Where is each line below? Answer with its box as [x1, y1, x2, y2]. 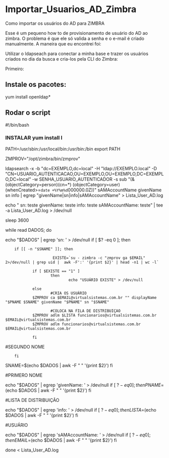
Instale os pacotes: [5, 80, 67, 89]
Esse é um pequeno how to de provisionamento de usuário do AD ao [5, 30, 148, 36]
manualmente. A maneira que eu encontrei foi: [5, 40, 101, 46]
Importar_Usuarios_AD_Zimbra [5, 4, 137, 15]
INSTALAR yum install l [5, 134, 63, 141]
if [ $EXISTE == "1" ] [32, 269, 80, 274]
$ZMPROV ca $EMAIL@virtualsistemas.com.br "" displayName [32, 295, 157, 300]
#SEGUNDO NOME [5, 343, 45, 349]
